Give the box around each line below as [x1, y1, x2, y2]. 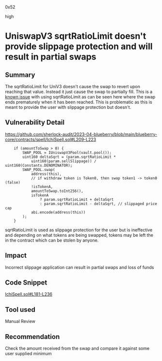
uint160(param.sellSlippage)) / [31, 158, 97, 164]
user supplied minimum [5, 351, 52, 357]
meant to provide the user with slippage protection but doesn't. [5, 104, 131, 110]
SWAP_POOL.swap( [22, 167, 55, 172]
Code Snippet [5, 279, 48, 287]
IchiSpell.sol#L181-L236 [5, 291, 52, 297]
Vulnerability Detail [5, 118, 65, 127]
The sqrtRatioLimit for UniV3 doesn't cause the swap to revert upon [5, 84, 141, 89]
